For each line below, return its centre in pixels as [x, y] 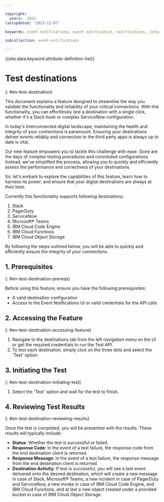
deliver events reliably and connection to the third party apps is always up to [82, 137]
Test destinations [41, 78]
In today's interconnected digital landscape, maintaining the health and [76, 126]
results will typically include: [33, 433]
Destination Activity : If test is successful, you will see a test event [79, 469]
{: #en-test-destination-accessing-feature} [48, 330]
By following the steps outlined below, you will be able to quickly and [74, 247]
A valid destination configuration [45, 297]
